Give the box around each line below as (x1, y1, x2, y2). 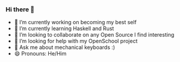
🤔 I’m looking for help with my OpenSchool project (14, 38, 138, 45)
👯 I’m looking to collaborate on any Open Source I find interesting (14, 31, 175, 38)
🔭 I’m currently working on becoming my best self (14, 19, 137, 26)
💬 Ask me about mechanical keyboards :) (14, 44, 116, 51)
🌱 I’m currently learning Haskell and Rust (14, 25, 114, 32)
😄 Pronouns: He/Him (14, 50, 67, 57)
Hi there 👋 (5, 5, 35, 14)
